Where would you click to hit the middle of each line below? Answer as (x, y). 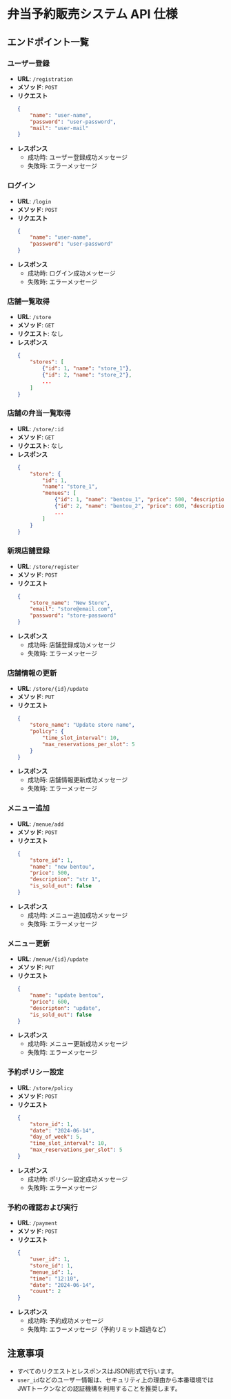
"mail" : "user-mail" (59, 128)
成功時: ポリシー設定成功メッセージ (78, 1179)
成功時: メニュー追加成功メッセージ (78, 915)
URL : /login (34, 201)
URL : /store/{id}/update (52, 689)
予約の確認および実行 (42, 1207)
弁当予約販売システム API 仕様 (92, 14)
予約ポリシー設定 (36, 1072)
